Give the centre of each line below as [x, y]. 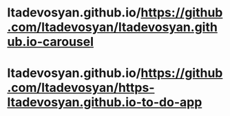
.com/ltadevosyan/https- [81, 88]
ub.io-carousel [51, 42]
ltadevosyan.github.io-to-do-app [105, 103]
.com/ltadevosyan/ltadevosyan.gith [113, 27]
